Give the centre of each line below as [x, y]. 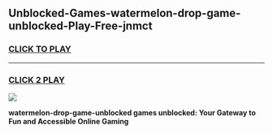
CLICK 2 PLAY [37, 80]
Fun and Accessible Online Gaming [69, 121]
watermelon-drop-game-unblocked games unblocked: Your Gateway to [132, 112]
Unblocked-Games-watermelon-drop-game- [125, 13]
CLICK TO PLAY [40, 50]
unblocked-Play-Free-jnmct [80, 26]
